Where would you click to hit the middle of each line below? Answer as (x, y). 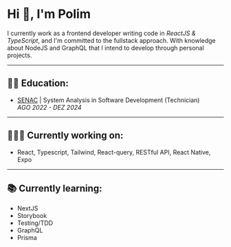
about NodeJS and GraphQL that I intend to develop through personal (106, 48)
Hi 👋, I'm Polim (49, 14)
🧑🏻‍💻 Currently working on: (65, 136)
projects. (20, 55)
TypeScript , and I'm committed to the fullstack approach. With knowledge (112, 40)
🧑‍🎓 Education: (38, 83)
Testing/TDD (35, 223)
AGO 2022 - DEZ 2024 (49, 107)
